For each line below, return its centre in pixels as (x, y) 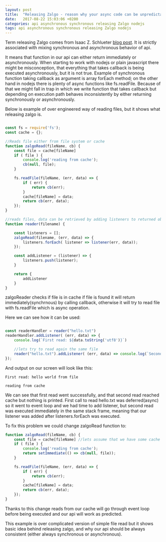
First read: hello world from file (42, 377)
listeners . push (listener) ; (51, 261)
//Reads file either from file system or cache (55, 141)
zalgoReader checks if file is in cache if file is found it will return (70, 297)
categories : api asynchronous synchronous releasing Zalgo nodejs (75, 24)
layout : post (19, 10)
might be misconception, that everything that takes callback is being (75, 68)
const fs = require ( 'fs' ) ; (33, 128)
